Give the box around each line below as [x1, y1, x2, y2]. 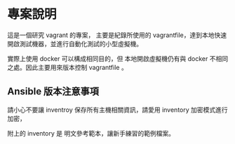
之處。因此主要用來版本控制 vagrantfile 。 [7, 63, 128, 71]
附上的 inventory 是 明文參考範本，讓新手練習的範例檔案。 [7, 129, 175, 137]
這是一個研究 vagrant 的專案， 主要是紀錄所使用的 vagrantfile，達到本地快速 [7, 31, 227, 39]
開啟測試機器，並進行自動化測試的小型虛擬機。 [7, 39, 142, 48]
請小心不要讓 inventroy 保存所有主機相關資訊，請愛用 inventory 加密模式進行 [7, 106, 228, 114]
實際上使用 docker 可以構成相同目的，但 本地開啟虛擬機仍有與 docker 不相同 [7, 54, 229, 63]
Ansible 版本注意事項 [7, 85, 100, 98]
